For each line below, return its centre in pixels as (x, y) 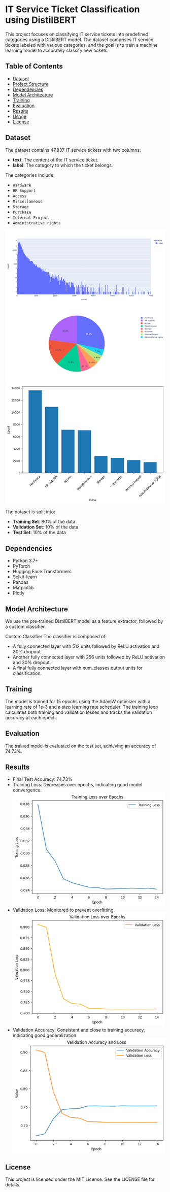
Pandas (21, 582)
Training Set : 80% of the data (44, 522)
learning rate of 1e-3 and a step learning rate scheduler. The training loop (82, 707)
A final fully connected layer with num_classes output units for (78, 668)
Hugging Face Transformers (42, 572)
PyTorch (21, 566)
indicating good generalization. (45, 1035)
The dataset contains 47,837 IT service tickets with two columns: (73, 150)
